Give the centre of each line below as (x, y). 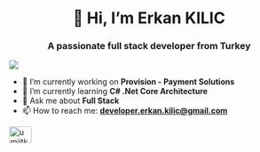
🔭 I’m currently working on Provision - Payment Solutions (128, 82)
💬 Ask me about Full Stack (71, 100)
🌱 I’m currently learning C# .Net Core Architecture (115, 92)
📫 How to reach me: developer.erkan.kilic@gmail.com (125, 111)
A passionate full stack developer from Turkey (149, 46)
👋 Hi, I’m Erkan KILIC (149, 18)
